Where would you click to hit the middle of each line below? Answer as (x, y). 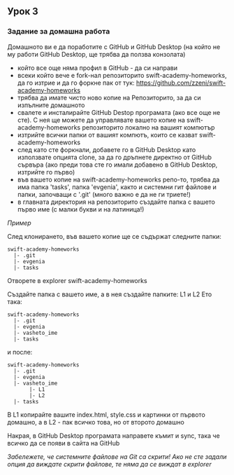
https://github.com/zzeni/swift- (181, 83)
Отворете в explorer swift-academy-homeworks (78, 280)
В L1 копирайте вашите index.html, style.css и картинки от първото (107, 414)
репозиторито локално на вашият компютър (148, 127)
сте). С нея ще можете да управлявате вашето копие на (101, 120)
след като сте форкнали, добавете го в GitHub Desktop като (107, 149)
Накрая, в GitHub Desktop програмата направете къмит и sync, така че (114, 435)
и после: (20, 352)
